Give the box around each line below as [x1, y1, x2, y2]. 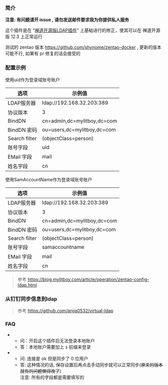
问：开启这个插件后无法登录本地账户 [20, 338, 95, 344]
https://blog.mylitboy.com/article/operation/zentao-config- [27, 276, 149, 282]
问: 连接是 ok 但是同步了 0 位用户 [20, 355, 89, 361]
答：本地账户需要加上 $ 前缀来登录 [20, 344, 91, 350]
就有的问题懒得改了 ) [20, 368, 62, 374]
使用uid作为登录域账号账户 [5, 77, 60, 83]
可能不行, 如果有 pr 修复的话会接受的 [5, 51, 81, 57]
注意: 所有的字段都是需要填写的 [20, 374, 84, 380]
